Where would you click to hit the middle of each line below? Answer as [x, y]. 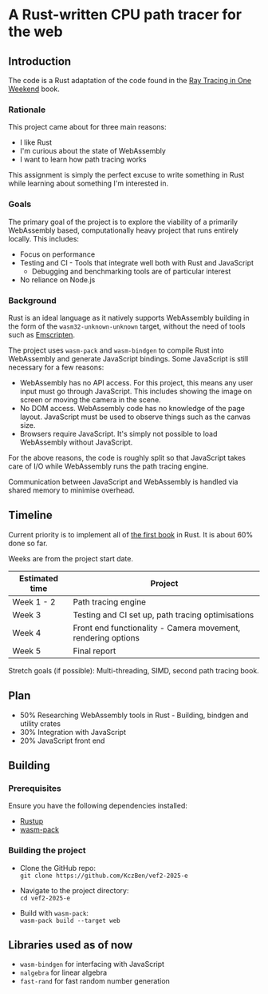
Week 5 [27, 651]
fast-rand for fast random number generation [95, 981]
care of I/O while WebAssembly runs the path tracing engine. [108, 466]
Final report [95, 651]
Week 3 [27, 615]
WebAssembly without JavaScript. [76, 442]
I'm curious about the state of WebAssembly [93, 151]
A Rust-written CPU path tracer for [125, 15]
